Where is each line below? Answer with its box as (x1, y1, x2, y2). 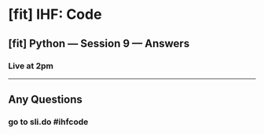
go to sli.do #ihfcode (8, 116, 89, 127)
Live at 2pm (8, 60, 53, 71)
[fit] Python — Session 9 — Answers (8, 37, 190, 50)
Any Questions (8, 93, 82, 107)
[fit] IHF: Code (8, 5, 102, 24)
